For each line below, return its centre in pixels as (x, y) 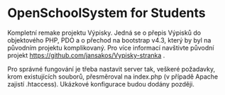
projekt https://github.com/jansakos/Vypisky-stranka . (86, 55)
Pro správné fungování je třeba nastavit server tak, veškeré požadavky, (111, 69)
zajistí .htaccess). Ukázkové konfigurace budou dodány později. (101, 84)
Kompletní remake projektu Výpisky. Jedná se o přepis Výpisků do (104, 33)
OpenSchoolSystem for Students (106, 13)
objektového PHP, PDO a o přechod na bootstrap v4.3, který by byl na (109, 40)
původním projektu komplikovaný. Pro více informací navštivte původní (111, 47)
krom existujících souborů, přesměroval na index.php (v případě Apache (113, 77)
